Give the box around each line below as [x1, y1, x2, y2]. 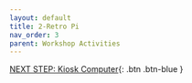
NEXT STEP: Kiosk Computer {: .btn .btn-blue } [9, 64, 184, 75]
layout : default [9, 13, 71, 23]
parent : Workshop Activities [9, 38, 121, 48]
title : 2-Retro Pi [9, 22, 80, 31]
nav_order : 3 [9, 30, 59, 39]
